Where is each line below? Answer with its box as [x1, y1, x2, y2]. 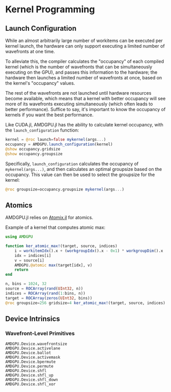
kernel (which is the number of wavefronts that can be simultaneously [5, 64, 153, 70]
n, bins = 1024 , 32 [5, 281, 47, 287]
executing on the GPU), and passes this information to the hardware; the [5, 69, 158, 75]
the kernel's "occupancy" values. [5, 80, 76, 86]
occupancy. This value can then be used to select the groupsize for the [5, 171, 155, 178]
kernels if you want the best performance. [5, 112, 94, 118]
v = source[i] [14, 257, 44, 263]
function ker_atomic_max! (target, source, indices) [5, 244, 117, 249]
